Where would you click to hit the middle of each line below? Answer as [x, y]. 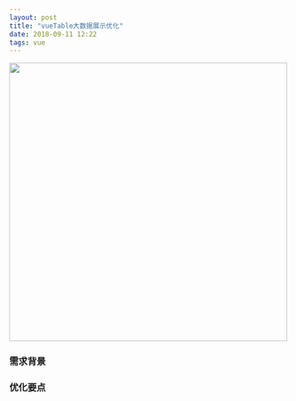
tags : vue [28, 42]
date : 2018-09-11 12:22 [53, 34]
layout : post [33, 17]
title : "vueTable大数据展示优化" [66, 26]
